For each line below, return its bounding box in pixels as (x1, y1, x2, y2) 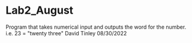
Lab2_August (5, 4, 74, 17)
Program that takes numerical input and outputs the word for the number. (5, 23, 187, 30)
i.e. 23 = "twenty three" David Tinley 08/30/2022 (5, 29, 127, 36)
